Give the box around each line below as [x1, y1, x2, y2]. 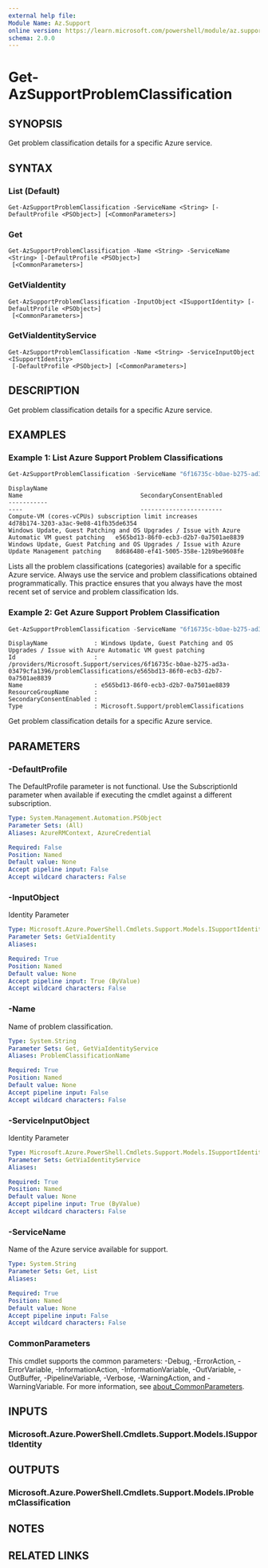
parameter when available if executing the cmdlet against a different [8, 790, 233, 800]
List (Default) [8, 185, 61, 196]
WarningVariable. [8, 1381, 65, 1391]
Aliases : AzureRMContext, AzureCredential [8, 828, 152, 837]
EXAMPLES [8, 428, 66, 442]
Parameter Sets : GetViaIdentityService [8, 1156, 141, 1164]
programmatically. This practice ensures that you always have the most [8, 578, 242, 588]
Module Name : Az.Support [8, 19, 91, 27]
